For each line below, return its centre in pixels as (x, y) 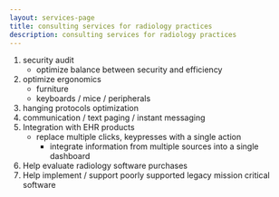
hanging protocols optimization (80, 108)
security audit (48, 61)
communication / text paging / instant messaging (114, 117)
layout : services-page (52, 18)
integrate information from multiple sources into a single (154, 146)
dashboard (70, 156)
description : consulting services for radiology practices (123, 34)
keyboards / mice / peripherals (93, 98)
